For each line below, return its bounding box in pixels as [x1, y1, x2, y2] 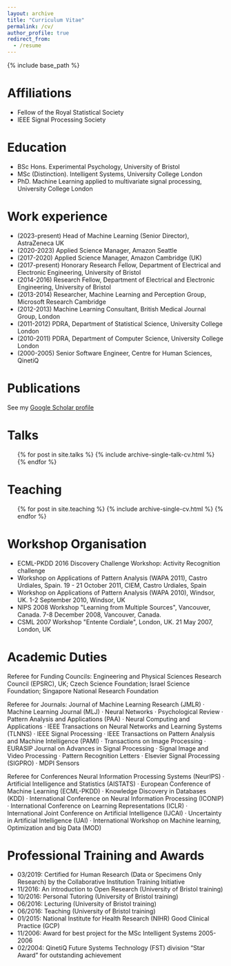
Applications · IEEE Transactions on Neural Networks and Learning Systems [7, 722, 223, 731]
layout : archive [7, 10, 54, 17]
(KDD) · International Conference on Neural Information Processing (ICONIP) [7, 794, 224, 802]
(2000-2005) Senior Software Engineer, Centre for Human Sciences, [17, 349, 212, 357]
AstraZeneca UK [17, 239, 64, 247]
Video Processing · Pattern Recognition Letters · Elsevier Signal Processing [7, 751, 220, 760]
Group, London [17, 312, 61, 320]
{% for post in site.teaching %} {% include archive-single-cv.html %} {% [17, 505, 224, 513]
